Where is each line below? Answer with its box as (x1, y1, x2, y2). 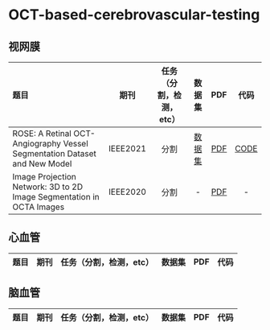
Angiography (12, 138, 62, 149)
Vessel (63, 138, 88, 149)
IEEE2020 (108, 187, 147, 197)
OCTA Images (12, 201, 65, 212)
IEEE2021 (108, 143, 147, 154)
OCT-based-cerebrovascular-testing (8, 6, 260, 24)
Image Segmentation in (12, 192, 100, 202)
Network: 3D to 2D (12, 181, 84, 192)
